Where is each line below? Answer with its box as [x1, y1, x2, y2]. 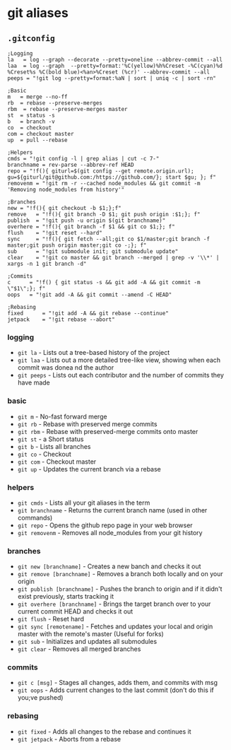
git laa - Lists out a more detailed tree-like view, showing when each [17, 356, 221, 365]
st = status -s [7, 112, 55, 119]
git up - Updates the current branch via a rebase [17, 464, 161, 473]
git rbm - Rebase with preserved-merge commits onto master [17, 427, 199, 435]
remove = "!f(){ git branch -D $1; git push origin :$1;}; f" [7, 211, 201, 218]
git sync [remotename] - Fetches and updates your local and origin [17, 622, 213, 631]
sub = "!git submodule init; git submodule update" [7, 248, 179, 255]
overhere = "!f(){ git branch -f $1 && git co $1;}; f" [7, 223, 175, 230]
